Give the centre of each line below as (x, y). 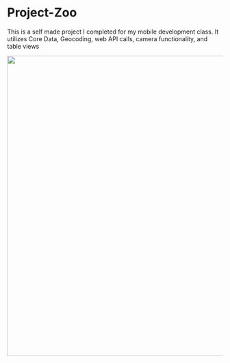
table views (23, 46)
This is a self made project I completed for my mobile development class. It (113, 32)
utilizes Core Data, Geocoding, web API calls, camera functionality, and (107, 38)
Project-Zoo (42, 13)
